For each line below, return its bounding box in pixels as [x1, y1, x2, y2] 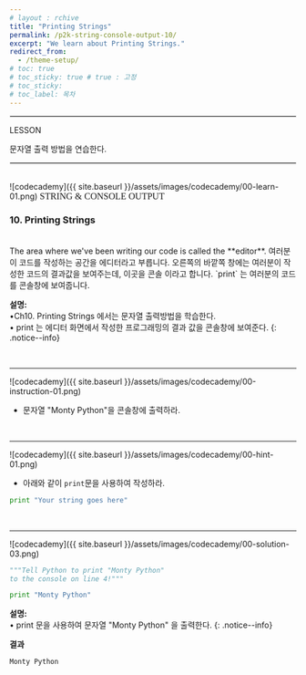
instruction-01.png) [9, 385, 82, 397]
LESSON [9, 124, 42, 135]
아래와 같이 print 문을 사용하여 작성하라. [22, 477, 166, 488]
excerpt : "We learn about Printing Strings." [9, 38, 185, 48]
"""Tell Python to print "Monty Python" [9, 566, 166, 575]
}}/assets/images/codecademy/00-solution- [124, 538, 290, 549]
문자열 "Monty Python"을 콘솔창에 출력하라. [22, 404, 180, 415]
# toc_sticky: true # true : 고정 [9, 73, 137, 82]
